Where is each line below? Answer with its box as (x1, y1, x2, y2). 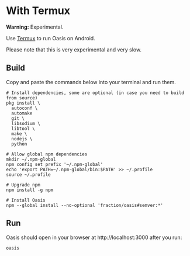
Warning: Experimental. (6, 23, 64, 30)
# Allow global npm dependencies (6, 151, 88, 157)
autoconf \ (11, 105, 38, 111)
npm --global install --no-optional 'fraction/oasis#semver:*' (6, 202, 164, 208)
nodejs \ (11, 136, 33, 141)
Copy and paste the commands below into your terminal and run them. (6, 78, 177, 85)
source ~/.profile (6, 171, 51, 178)
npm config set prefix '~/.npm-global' (6, 161, 103, 167)
